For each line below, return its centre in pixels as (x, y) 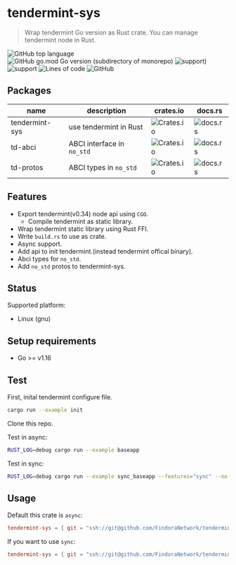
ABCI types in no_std (103, 167)
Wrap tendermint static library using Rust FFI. (83, 229)
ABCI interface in (97, 144)
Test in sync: (26, 464)
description (106, 111)
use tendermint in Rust (106, 127)
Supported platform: (37, 305)
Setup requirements (52, 341)
